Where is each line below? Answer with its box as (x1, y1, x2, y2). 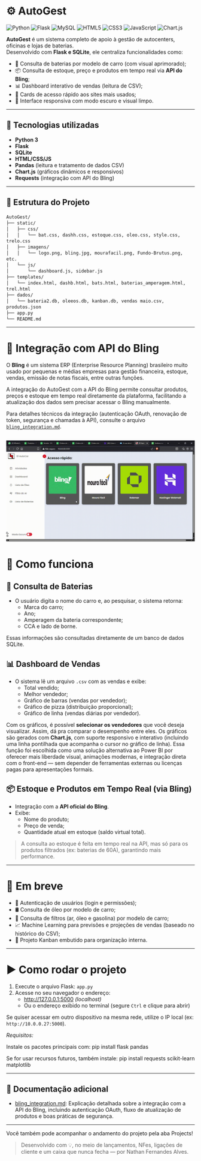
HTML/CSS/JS (14, 155, 52, 163)
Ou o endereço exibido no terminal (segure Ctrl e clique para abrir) (23, 1001, 190, 1009)
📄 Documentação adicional (6, 1084, 109, 1094)
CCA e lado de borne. (23, 622, 78, 630)
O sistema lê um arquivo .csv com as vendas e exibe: (14, 678, 147, 685)
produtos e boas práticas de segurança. (14, 1112, 114, 1120)
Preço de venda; (23, 822, 65, 829)
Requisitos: (6, 1031, 34, 1039)
